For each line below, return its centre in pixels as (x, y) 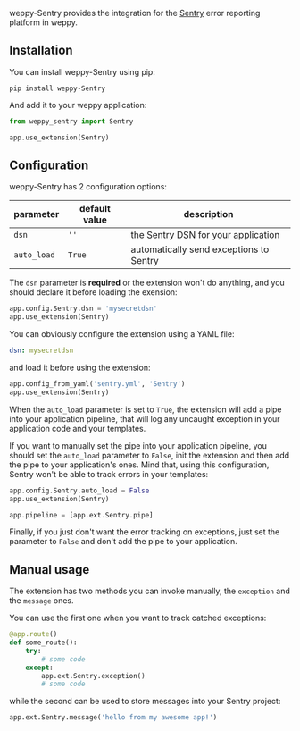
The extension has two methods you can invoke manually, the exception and (150, 591)
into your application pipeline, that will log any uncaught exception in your (145, 418)
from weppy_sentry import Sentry (71, 121)
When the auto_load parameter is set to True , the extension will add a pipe (146, 409)
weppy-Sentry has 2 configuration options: (88, 187)
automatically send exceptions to (200, 249)
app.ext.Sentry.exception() (93, 676)
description (208, 214)
